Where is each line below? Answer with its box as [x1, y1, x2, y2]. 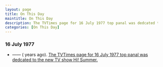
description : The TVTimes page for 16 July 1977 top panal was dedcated [5, 20, 155, 26]
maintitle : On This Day [5, 16, 53, 21]
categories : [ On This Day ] [5, 25, 60, 30]
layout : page [5, 7, 32, 12]
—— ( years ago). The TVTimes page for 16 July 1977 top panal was [12, 52, 148, 58]
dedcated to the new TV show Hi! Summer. [12, 57, 98, 63]
